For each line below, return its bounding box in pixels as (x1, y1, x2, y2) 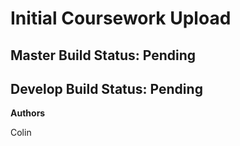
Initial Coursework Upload (10, 7, 232, 30)
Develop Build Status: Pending (10, 80, 203, 97)
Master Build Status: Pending (10, 47, 197, 64)
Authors (10, 107, 46, 119)
